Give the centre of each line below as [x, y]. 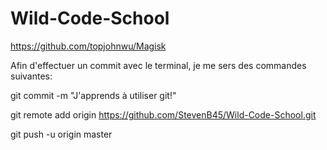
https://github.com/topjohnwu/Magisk [88, 46]
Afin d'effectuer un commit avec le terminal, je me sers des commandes [158, 65]
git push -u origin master [61, 134]
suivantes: [31, 76]
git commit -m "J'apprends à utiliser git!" [93, 95]
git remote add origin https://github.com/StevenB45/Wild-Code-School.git [163, 114]
